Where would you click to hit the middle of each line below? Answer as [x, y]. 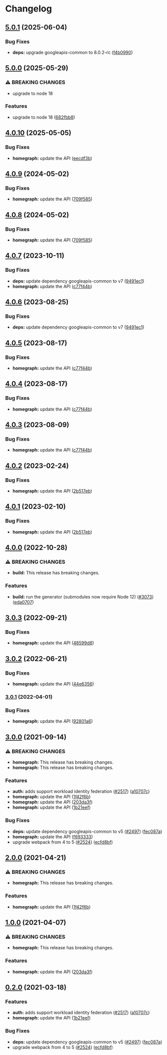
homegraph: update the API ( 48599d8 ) [53, 643]
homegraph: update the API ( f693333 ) [53, 836]
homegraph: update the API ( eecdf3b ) [52, 158]
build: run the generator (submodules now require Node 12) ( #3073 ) [83, 596]
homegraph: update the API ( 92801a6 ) [53, 721]
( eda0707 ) [23, 602]
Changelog [29, 9]
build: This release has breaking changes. [56, 573]
